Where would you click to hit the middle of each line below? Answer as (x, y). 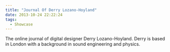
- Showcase (21, 24)
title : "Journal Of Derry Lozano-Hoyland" (51, 10)
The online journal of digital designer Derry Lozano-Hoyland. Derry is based (85, 39)
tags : (11, 19)
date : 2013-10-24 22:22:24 (34, 15)
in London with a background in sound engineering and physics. (73, 44)
